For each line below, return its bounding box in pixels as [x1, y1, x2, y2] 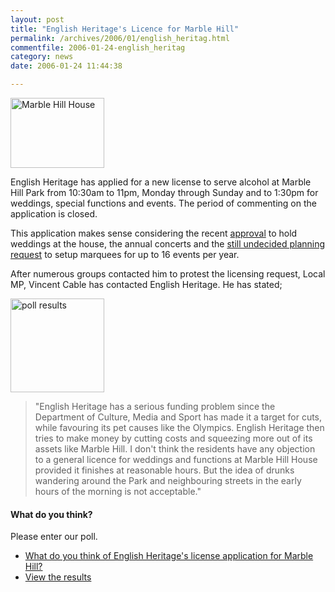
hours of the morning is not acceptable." [34, 486, 202, 497]
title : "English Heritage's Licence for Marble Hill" [10, 24, 240, 34]
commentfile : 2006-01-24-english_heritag [10, 42, 186, 53]
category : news [10, 52, 74, 62]
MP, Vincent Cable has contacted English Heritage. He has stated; [10, 279, 283, 290]
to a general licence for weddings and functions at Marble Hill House [34, 454, 318, 465]
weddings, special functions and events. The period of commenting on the [10, 197, 317, 209]
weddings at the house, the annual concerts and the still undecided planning [10, 238, 326, 250]
